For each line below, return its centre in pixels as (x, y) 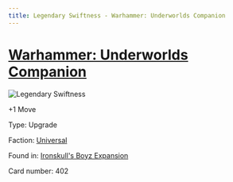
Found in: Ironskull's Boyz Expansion (68, 155)
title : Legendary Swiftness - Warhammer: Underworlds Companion (117, 15)
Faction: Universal (38, 140)
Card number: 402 (39, 171)
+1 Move (22, 109)
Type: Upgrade (33, 125)
